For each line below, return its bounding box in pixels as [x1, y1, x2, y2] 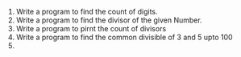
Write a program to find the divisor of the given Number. [15, 15, 203, 25]
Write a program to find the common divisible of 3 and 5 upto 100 [15, 32, 233, 42]
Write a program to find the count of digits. [15, 7, 159, 16]
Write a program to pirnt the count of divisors [15, 24, 167, 33]
